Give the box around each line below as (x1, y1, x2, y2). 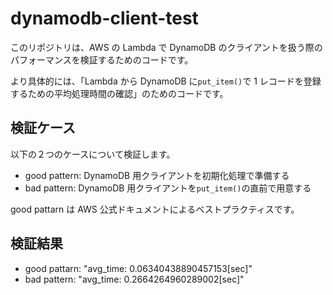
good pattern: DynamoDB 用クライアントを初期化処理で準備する (24, 169, 290, 181)
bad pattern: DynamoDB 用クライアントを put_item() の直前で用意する (24, 182, 312, 194)
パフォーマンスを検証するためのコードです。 (10, 53, 194, 66)
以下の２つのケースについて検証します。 (10, 148, 176, 160)
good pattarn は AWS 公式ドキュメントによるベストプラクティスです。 (10, 203, 300, 215)
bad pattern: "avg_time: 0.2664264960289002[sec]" (24, 273, 245, 285)
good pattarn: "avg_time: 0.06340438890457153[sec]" (24, 262, 253, 274)
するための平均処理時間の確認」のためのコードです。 (10, 87, 229, 99)
